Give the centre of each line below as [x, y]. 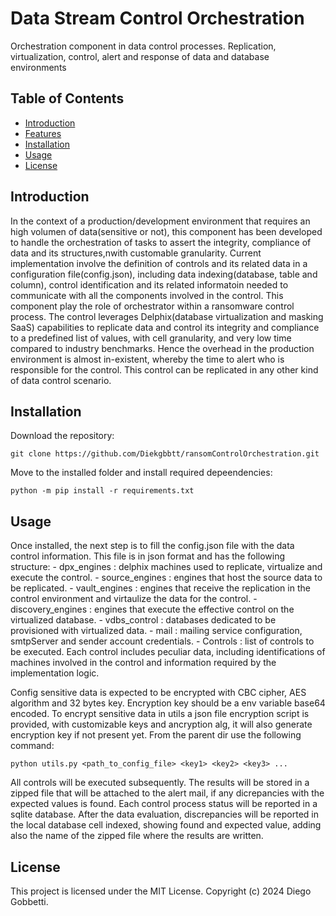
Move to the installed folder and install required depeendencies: [141, 473]
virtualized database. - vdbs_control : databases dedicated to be [143, 620]
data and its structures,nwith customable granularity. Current [136, 253]
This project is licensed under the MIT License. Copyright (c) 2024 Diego [161, 891]
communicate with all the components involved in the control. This [147, 295]
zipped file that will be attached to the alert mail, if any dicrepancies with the [167, 793]
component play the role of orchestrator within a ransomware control [152, 306]
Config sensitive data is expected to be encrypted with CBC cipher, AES [158, 693]
